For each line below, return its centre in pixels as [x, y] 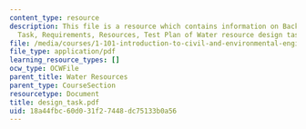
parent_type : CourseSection [63, 85]
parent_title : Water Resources [69, 77]
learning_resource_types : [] [65, 60]
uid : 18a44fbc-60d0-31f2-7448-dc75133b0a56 [93, 111]
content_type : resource [55, 18]
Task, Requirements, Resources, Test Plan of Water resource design [150, 35]
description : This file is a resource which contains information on [144, 26]
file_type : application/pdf [63, 52]
